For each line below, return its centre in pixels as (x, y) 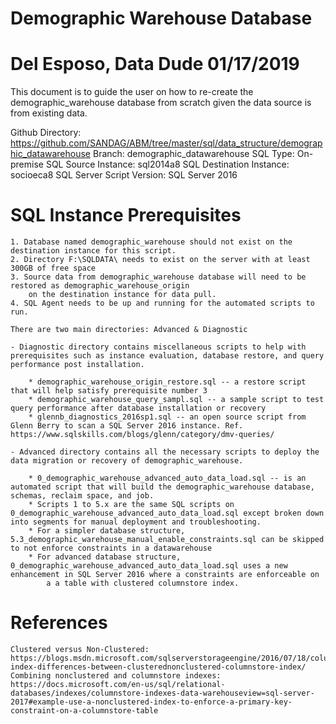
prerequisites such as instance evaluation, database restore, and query (167, 356)
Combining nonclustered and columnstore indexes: (116, 676)
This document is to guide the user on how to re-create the (132, 92)
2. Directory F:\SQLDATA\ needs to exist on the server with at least (160, 260)
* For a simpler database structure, (107, 531)
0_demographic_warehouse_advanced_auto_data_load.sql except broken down (167, 513)
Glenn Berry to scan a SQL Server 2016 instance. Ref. (127, 426)
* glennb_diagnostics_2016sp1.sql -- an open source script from (167, 417)
